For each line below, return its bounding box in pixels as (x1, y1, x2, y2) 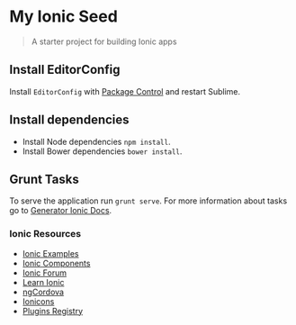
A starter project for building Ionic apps (31, 36, 177, 47)
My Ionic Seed (9, 6, 119, 27)
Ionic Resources (9, 228, 82, 240)
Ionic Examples (22, 248, 79, 258)
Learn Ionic (22, 276, 65, 287)
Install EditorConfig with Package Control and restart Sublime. (9, 86, 241, 96)
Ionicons (22, 295, 55, 307)
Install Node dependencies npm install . (22, 136, 171, 147)
